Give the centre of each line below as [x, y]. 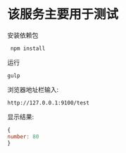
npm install [28, 48]
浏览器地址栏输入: [33, 89]
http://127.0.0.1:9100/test [49, 102]
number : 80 [23, 137]
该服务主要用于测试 [63, 14]
